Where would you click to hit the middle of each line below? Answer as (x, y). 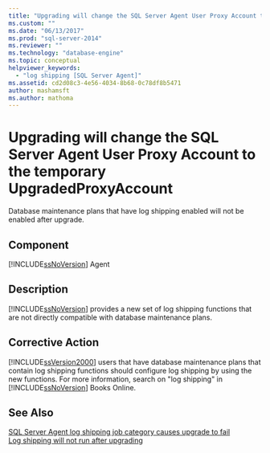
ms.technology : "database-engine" (66, 53)
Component (39, 245)
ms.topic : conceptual (45, 61)
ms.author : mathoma (41, 98)
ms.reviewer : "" (35, 46)
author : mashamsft (39, 90)
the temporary (57, 171)
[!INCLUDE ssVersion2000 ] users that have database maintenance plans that (135, 361)
